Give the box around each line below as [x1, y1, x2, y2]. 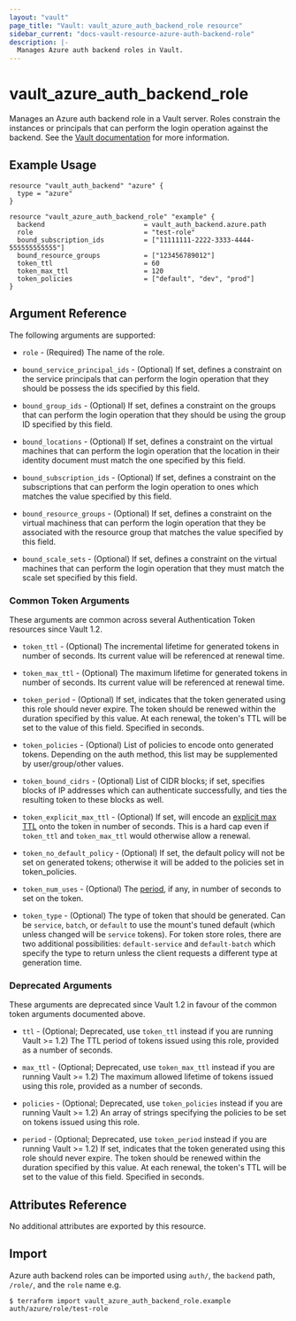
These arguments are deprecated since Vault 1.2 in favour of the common [9, 999, 277, 1010]
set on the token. [21, 892, 84, 904]
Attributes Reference [9, 1197, 127, 1212]
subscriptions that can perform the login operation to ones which [21, 481, 259, 492]
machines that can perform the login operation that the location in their [21, 445, 280, 456]
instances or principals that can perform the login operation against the [9, 123, 269, 134]
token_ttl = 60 [17, 259, 161, 268]
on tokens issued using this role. [21, 1117, 140, 1128]
